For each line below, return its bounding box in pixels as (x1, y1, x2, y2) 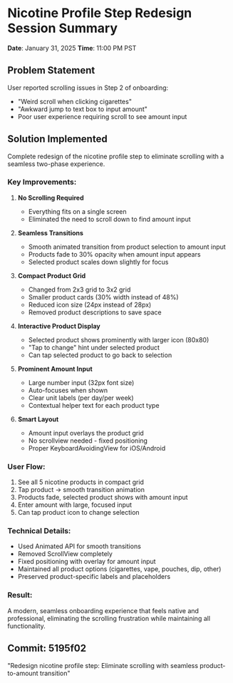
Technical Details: (7, 526, 71, 536)
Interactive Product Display (17, 322, 101, 330)
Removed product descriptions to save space (28, 308, 162, 317)
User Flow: (7, 461, 46, 471)
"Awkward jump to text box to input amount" (17, 105, 148, 113)
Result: (7, 590, 33, 600)
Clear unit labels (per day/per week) (28, 394, 134, 402)
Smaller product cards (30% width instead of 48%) (28, 292, 180, 301)
